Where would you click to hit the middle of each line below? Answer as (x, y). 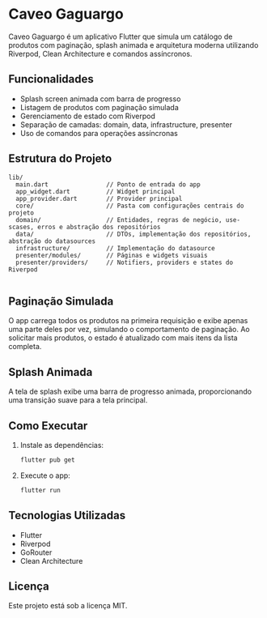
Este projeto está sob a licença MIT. (68, 606)
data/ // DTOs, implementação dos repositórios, (133, 234)
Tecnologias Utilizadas (67, 516)
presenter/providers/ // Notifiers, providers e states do (124, 262)
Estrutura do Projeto (60, 159)
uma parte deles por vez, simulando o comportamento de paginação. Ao (129, 330)
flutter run (40, 490)
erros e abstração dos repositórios (99, 227)
